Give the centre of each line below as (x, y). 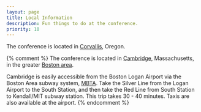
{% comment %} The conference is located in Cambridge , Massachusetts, (100, 58)
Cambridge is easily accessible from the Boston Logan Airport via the (94, 77)
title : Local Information (39, 18)
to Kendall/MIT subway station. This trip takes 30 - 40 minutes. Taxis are (98, 96)
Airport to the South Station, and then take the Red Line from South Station (100, 90)
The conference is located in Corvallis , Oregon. (66, 47)
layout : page (23, 12)
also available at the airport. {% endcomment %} (68, 103)
